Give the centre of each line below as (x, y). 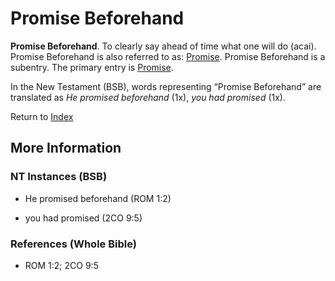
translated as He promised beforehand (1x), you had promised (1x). (148, 97)
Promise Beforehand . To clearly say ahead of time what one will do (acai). (163, 46)
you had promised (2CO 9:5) (83, 218)
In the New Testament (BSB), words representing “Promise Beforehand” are (166, 86)
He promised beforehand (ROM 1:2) (98, 198)
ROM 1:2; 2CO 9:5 (61, 265)
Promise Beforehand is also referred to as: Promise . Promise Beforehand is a (168, 56)
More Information (66, 148)
